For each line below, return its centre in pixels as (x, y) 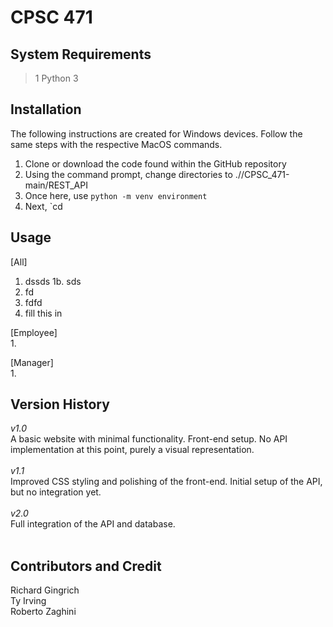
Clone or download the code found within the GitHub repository (155, 163)
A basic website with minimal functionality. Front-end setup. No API (149, 439)
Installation (46, 109)
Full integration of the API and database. (93, 524)
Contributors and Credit (86, 566)
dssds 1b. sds (53, 281)
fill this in (43, 313)
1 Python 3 (56, 78)
